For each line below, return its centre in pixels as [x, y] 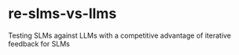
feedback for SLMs [39, 43]
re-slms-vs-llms [63, 14]
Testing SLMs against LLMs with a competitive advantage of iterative [120, 35]
